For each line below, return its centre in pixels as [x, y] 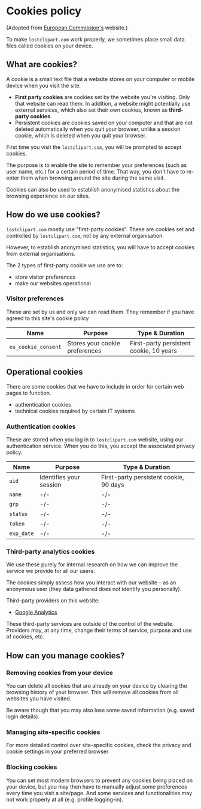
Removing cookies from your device [60, 673]
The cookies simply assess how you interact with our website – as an [91, 583]
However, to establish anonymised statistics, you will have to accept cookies [100, 247]
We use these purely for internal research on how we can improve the [92, 565]
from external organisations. [41, 253]
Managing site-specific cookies [53, 732]
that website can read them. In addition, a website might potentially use [103, 103]
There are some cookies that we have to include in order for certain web [95, 386]
